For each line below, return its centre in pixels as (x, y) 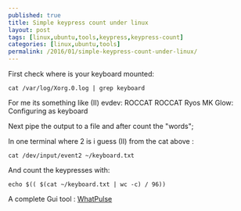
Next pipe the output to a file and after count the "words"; (101, 126)
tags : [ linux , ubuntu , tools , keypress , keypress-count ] (96, 37)
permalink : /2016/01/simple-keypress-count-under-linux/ (103, 52)
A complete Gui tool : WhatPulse (60, 199)
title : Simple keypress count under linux (78, 23)
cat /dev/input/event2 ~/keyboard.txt (71, 156)
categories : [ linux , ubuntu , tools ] (65, 45)
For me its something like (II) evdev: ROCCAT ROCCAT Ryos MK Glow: (121, 103)
